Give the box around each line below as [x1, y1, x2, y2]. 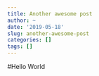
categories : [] [7, 37, 52, 44]
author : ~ [7, 17, 37, 24]
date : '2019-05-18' [7, 23, 65, 30]
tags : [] [7, 43, 33, 50]
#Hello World [7, 63, 46, 70]
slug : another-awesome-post [7, 30, 90, 37]
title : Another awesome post [7, 10, 93, 18]
